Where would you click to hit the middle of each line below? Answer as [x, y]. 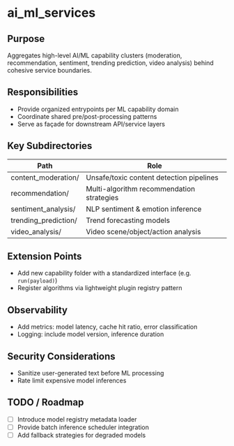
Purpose [26, 39]
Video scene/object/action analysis [143, 231]
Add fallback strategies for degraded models [81, 435]
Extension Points [45, 257]
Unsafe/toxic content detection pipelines [152, 178]
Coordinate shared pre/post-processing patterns [87, 116]
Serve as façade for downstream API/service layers [91, 124]
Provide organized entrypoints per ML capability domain [98, 109]
